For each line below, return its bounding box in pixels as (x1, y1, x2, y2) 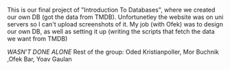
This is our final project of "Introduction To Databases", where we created (7, 6, 216, 14)
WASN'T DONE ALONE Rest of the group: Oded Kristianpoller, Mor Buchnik (7, 48, 220, 56)
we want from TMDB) (7, 35, 68, 43)
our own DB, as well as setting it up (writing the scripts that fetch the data (7, 27, 215, 35)
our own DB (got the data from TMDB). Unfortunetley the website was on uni (7, 13, 224, 21)
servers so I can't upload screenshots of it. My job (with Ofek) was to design (7, 20, 223, 28)
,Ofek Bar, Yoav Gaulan (7, 55, 72, 63)
